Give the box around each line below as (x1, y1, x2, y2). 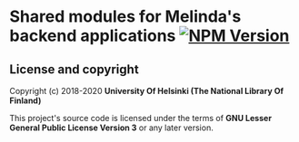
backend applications (9, 25, 176, 46)
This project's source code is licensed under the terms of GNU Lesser (9, 113, 273, 123)
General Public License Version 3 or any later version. (9, 122, 214, 133)
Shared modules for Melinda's (9, 6, 242, 27)
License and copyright (9, 62, 139, 77)
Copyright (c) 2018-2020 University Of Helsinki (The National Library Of (9, 86, 284, 96)
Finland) (9, 95, 42, 106)
